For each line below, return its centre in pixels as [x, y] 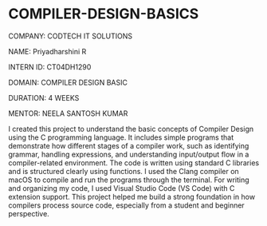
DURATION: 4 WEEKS [44, 97]
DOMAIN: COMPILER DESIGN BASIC [68, 82]
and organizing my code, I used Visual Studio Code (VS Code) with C [122, 188]
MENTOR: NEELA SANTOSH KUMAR [68, 113]
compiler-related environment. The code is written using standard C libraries [134, 163]
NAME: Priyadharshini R [47, 51]
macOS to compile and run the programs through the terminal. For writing [129, 180]
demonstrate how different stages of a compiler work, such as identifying [129, 145]
